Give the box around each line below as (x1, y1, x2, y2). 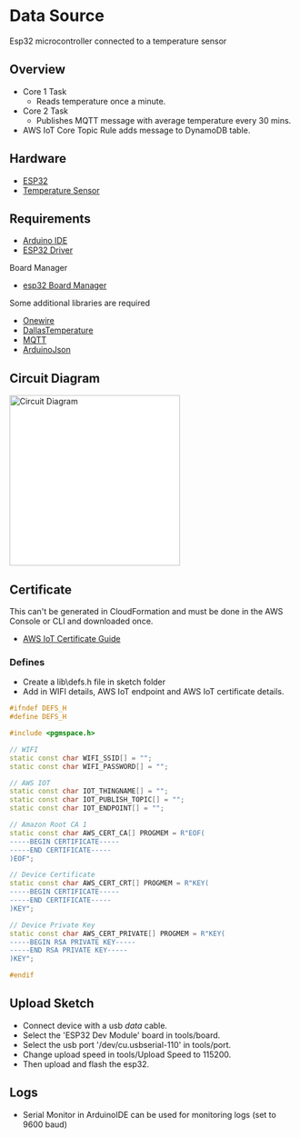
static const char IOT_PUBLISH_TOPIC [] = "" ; (9, 795, 185, 804)
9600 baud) (22, 1119, 68, 1130)
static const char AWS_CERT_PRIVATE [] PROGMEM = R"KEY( (9, 929, 225, 938)
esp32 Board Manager (22, 280, 107, 291)
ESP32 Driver (22, 245, 74, 255)
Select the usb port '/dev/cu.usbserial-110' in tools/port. (22, 1039, 232, 1050)
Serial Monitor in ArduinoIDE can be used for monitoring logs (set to (22, 1109, 277, 1120)
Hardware (9, 151, 66, 166)
